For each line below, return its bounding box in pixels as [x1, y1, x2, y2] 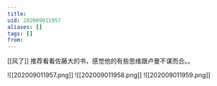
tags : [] [7, 30, 33, 37]
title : [7, 10, 27, 18]
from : [7, 37, 23, 44]
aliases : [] [7, 23, 42, 30]
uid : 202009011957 [7, 17, 61, 24]
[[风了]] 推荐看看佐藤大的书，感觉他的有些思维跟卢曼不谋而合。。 [7, 57, 194, 66]
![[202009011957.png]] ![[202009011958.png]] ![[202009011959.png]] [7, 71, 211, 80]
